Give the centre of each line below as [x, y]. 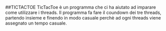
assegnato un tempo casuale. [36, 23]
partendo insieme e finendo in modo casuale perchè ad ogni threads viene [83, 18]
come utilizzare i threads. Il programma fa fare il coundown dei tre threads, [83, 12]
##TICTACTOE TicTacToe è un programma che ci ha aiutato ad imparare [81, 7]
